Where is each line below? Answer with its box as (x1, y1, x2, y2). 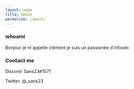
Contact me (5, 57, 35, 64)
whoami (5, 33, 26, 40)
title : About (5, 12, 33, 17)
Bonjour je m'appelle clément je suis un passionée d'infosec (5, 44, 129, 50)
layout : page (5, 7, 33, 12)
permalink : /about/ (5, 16, 46, 21)
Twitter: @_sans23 (5, 78, 44, 84)
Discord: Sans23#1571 (5, 68, 51, 74)
